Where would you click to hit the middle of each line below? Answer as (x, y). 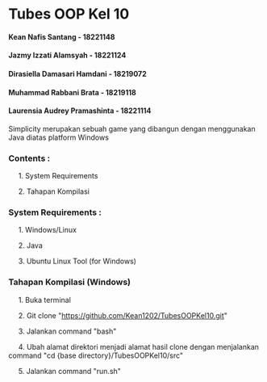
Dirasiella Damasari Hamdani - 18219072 (77, 73)
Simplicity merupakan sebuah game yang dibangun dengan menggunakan (132, 128)
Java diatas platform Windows (58, 137)
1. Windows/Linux (47, 230)
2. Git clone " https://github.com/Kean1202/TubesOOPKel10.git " (123, 315)
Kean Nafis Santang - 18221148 (62, 36)
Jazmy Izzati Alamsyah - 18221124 (67, 55)
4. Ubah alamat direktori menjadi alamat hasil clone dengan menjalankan (139, 346)
